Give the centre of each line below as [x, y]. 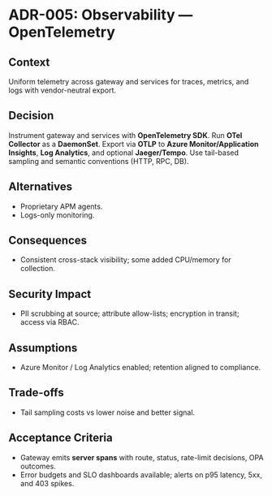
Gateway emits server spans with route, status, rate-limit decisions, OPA [142, 457]
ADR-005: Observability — [101, 15]
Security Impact [50, 294]
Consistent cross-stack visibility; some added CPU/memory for [125, 260]
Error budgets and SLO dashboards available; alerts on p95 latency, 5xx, [141, 474]
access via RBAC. [50, 322]
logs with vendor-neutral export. [62, 90]
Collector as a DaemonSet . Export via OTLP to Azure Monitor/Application [134, 144]
